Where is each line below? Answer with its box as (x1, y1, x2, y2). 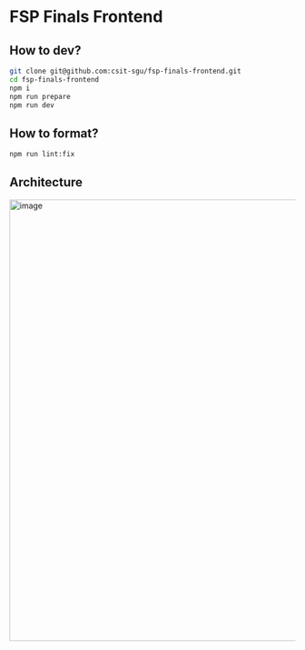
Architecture (9, 175, 84, 190)
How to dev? (9, 43, 82, 58)
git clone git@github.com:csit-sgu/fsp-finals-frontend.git (9, 66, 242, 75)
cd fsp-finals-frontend (9, 75, 100, 84)
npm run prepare (9, 92, 71, 101)
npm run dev (9, 100, 54, 110)
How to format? (9, 125, 99, 141)
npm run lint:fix (9, 150, 75, 159)
